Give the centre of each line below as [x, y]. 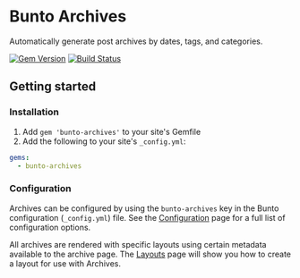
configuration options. [50, 227]
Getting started [53, 87]
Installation [34, 112]
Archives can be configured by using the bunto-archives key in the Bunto [144, 208]
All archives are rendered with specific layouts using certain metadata [138, 244]
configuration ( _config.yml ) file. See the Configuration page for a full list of [147, 217]
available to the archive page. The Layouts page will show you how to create [150, 254]
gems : [19, 157]
